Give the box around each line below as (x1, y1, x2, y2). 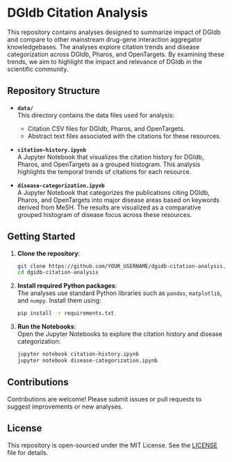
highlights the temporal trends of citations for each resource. (17, 167, 192, 175)
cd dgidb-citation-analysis (17, 269, 99, 276)
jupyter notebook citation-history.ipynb (17, 351, 140, 358)
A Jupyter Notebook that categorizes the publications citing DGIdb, (17, 188, 210, 196)
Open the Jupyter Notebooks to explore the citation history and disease (17, 330, 222, 338)
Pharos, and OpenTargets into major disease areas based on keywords (17, 196, 220, 204)
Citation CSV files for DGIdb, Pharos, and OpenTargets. (27, 124, 185, 133)
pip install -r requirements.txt (17, 310, 115, 317)
